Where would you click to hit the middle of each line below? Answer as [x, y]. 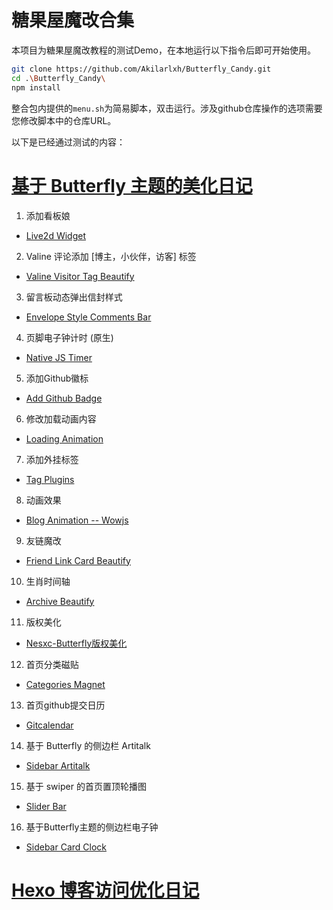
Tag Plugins [50, 479]
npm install [36, 87]
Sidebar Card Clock [66, 847]
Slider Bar [46, 806]
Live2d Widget [55, 235]
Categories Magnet [65, 684]
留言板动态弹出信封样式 [74, 297]
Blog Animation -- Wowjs [77, 520]
